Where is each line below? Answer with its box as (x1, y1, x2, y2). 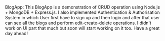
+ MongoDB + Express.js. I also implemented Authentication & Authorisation (5, 9, 160, 15)
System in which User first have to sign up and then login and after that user (5, 15, 160, 20)
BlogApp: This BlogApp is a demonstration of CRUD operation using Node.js (5, 4, 160, 10)
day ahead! (5, 31, 28, 36)
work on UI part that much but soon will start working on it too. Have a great (5, 25, 160, 31)
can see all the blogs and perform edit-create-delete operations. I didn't (5, 20, 152, 26)
